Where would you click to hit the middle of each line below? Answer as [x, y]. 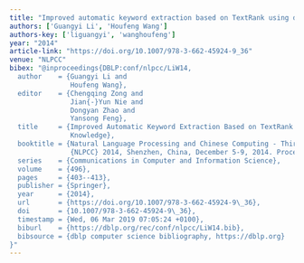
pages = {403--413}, [64, 177]
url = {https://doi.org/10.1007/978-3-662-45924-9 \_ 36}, [139, 203]
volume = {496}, [54, 169]
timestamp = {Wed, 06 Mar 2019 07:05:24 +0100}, [111, 219]
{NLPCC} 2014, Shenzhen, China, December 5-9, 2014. [171, 152]
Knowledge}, [93, 136]
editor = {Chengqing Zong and [81, 93]
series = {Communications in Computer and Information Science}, [149, 160]
